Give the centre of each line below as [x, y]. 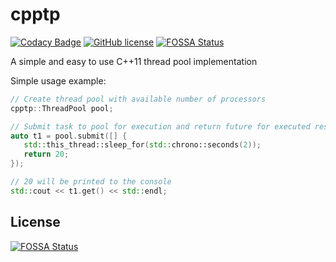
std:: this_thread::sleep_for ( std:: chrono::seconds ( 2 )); [142, 145]
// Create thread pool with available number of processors [138, 99]
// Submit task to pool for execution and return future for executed [160, 126]
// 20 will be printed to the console [91, 182]
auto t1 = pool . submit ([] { [69, 136]
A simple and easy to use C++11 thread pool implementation [134, 61]
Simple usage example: [58, 80]
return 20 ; [46, 154]
